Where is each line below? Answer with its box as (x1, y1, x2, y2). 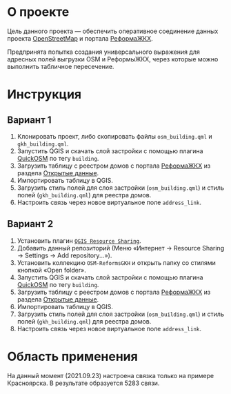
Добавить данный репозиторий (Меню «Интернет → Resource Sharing (17, 244, 225, 252)
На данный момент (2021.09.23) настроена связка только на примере (7, 371, 214, 380)
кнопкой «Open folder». (17, 266, 86, 274)
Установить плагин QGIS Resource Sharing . (17, 236, 141, 245)
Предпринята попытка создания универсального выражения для (7, 48, 200, 56)
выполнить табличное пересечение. (7, 62, 114, 70)
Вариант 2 (7, 218, 54, 230)
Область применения (7, 348, 138, 364)
